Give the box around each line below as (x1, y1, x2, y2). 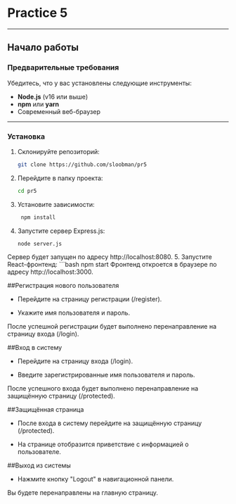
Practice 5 (7, 5, 68, 21)
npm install (20, 213, 56, 221)
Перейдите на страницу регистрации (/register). (17, 295, 162, 303)
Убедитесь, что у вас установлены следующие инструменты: (7, 79, 192, 87)
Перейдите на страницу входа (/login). (17, 357, 133, 365)
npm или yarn (17, 100, 60, 108)
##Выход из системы (7, 461, 72, 470)
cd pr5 (17, 187, 37, 194)
